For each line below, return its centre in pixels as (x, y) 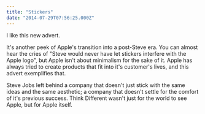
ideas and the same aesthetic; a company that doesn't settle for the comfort (102, 91)
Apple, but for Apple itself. (39, 104)
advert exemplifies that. (36, 73)
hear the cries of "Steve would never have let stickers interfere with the (96, 53)
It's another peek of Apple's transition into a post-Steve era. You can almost (102, 47)
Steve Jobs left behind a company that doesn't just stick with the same (96, 85)
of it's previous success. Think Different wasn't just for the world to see (97, 98)
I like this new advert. (33, 35)
